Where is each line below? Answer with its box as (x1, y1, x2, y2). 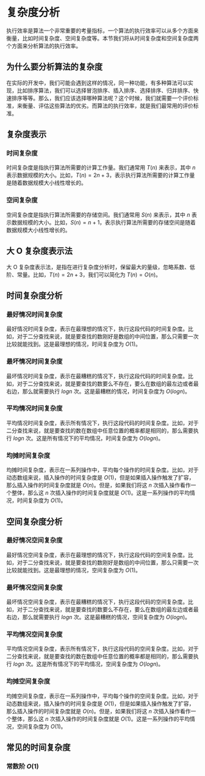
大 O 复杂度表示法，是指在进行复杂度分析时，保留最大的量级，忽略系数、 (6, 263, 190, 270)
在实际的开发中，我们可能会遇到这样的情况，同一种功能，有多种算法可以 (6, 79, 188, 86)
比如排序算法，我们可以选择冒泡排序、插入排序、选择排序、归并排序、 (16, 87, 193, 94)
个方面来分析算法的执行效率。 (6, 42, 81, 49)
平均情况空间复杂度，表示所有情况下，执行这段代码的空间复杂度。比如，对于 (6, 645, 199, 653)
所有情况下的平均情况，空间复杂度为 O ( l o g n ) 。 (46, 660, 164, 668)
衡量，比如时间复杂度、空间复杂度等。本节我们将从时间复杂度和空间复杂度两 (6, 34, 199, 41)
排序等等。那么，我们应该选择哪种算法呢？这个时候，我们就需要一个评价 (11, 94, 193, 101)
